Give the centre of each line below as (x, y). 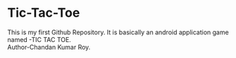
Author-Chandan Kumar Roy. (49, 47)
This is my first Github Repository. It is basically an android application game (118, 32)
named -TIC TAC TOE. (39, 39)
